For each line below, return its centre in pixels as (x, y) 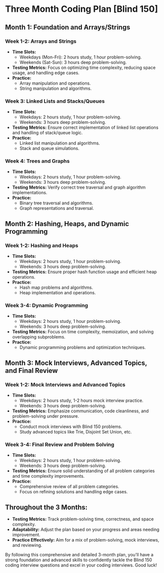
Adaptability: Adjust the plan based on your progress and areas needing (86, 530)
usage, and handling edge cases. (46, 73)
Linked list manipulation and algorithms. (60, 143)
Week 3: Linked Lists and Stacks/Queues (55, 101)
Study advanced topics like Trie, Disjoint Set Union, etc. (76, 432)
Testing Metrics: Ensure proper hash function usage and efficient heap (84, 272)
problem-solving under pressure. (46, 416)
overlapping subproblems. (39, 337)
